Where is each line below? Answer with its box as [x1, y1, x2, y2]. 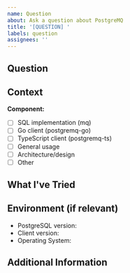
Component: [7, 105, 45, 113]
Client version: [17, 229, 59, 237]
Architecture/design [17, 150, 75, 159]
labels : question [7, 29, 58, 37]
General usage [17, 142, 60, 151]
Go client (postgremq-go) [17, 126, 92, 135]
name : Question [7, 10, 52, 18]
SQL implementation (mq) [17, 119, 92, 127]
